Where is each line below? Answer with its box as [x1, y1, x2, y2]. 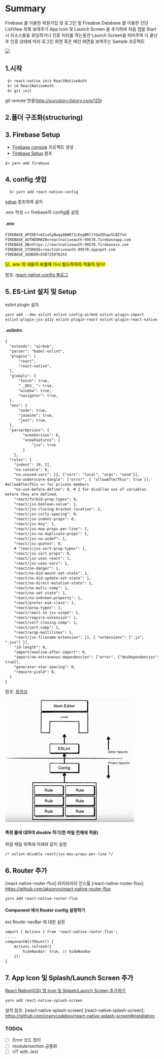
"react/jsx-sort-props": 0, [14, 551, 71, 556]
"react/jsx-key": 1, [14, 521, 56, 526]
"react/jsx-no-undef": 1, [14, 536, 67, 541]
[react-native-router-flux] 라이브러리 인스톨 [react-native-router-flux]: [5, 880, 144, 886]
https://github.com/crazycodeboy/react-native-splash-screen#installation [5, 1013, 155, 1019]
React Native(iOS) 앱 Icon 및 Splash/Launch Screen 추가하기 [5, 987, 126, 994]
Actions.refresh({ [14, 944, 52, 949]
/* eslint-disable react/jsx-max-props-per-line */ [5, 852, 113, 857]
